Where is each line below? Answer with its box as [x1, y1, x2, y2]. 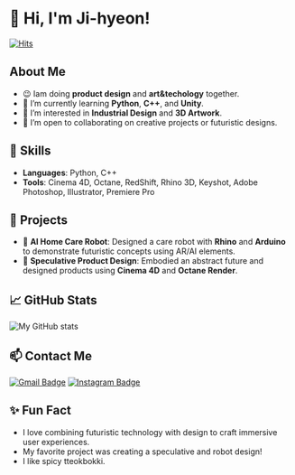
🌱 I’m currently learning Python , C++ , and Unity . [22, 98, 205, 108]
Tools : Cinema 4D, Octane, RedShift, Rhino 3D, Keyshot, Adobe [22, 176, 259, 188]
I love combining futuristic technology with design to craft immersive [22, 426, 278, 437]
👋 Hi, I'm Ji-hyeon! [9, 8, 151, 29]
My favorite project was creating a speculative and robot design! [22, 446, 263, 457]
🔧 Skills [9, 144, 51, 159]
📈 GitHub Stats [9, 293, 97, 308]
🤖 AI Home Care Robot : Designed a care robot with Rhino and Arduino [22, 237, 286, 247]
